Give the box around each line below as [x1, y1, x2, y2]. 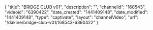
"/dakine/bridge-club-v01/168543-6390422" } [4, 19, 99, 25]
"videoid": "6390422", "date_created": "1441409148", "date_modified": [4, 9, 149, 15]
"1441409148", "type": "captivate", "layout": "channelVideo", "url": [4, 15, 139, 20]
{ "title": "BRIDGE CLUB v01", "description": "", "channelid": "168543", [4, 4, 146, 10]
